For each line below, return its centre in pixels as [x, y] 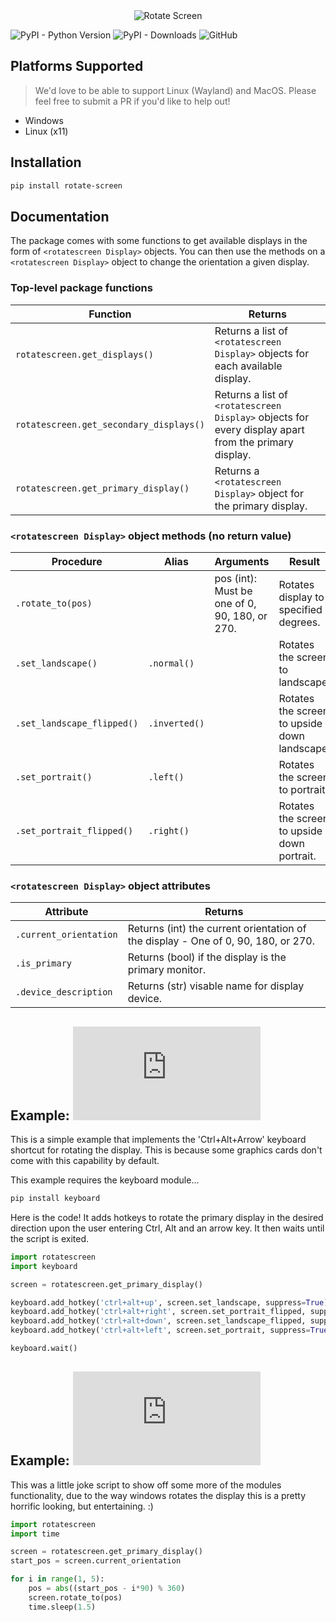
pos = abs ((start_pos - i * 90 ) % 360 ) [107, 1589]
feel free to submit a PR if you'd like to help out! [132, 101]
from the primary [254, 442]
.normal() [171, 663]
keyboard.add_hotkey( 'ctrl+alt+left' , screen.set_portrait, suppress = [160, 1330]
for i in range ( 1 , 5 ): [57, 1579]
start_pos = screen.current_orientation [96, 1561]
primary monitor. [167, 970]
